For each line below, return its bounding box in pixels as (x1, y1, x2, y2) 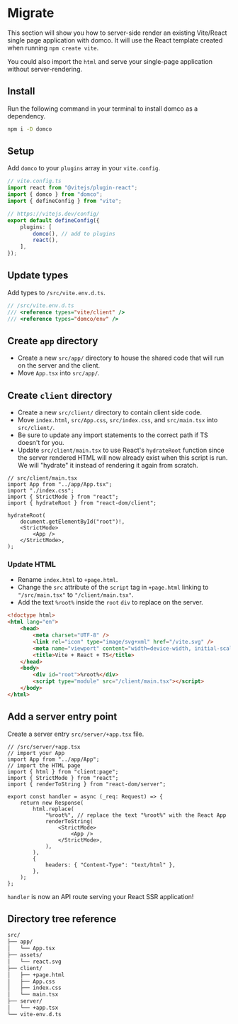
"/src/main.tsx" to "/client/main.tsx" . (17, 590, 134, 599)
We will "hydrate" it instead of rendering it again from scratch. (17, 461, 198, 470)
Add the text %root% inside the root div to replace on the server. (17, 598, 203, 607)
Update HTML (7, 559, 57, 569)
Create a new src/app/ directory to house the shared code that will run (17, 353, 225, 363)
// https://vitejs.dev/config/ (7, 210, 100, 217)
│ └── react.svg (7, 958, 62, 965)
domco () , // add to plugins (33, 230, 115, 237)
